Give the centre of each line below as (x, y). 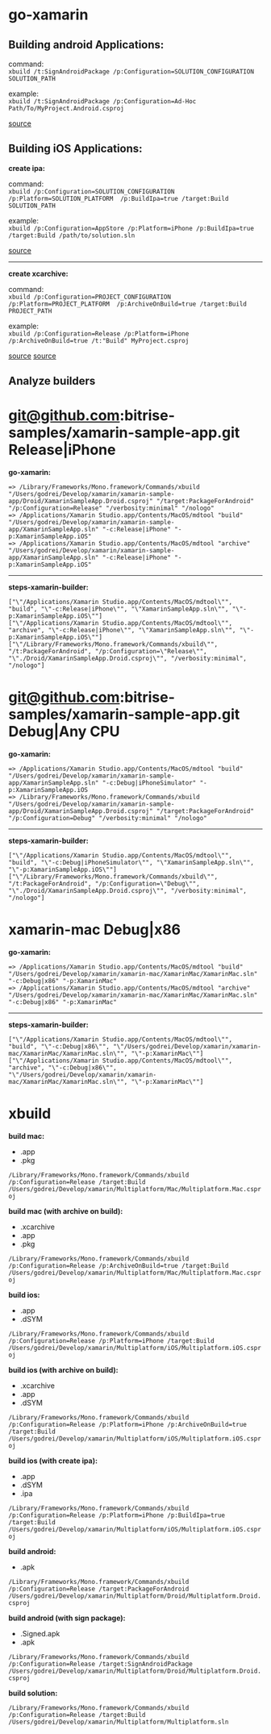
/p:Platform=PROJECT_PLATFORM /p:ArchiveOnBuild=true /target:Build (128, 304)
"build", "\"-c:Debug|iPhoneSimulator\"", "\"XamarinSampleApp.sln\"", (131, 863)
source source (32, 356)
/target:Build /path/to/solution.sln (72, 236)
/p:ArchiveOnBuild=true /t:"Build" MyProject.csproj (99, 340)
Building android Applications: (86, 45)
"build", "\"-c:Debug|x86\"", (59, 1047)
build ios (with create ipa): (53, 1461)
